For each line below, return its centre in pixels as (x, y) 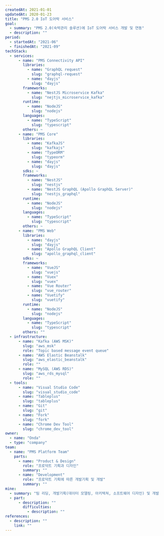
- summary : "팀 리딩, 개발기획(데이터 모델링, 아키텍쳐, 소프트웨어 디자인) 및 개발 (84, 493)
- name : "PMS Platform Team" (39, 452)
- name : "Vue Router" (49, 286)
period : (13, 38)
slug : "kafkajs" (48, 148)
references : (17, 516)
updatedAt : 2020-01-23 (28, 14)
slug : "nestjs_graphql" (56, 194)
